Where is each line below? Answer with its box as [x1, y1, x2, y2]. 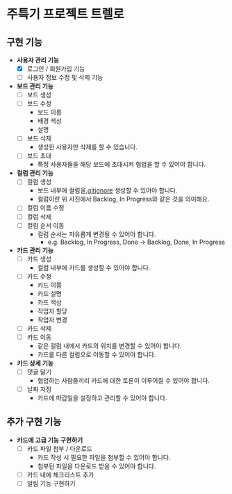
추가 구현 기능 [6, 416, 62, 428]
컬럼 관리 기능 [16, 169, 53, 177]
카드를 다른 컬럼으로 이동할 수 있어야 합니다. [37, 350, 156, 359]
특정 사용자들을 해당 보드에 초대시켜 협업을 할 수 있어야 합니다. [37, 160, 206, 169]
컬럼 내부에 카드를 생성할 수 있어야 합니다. [37, 263, 151, 272]
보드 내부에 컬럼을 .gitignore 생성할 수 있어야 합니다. [37, 186, 178, 195]
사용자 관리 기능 [16, 56, 60, 64]
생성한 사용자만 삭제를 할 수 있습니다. [37, 143, 138, 151]
